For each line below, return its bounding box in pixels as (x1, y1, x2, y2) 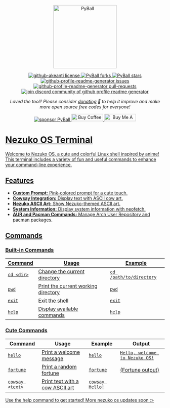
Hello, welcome (120, 350, 157, 355)
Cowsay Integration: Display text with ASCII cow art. (12, 195, 123, 201)
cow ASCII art (41, 384, 74, 391)
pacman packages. (12, 217, 53, 223)
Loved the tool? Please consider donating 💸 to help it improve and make (10, 99, 160, 104)
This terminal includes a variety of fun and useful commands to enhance (5, 156, 156, 162)
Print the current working (38, 282, 98, 290)
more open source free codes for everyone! (39, 104, 131, 110)
